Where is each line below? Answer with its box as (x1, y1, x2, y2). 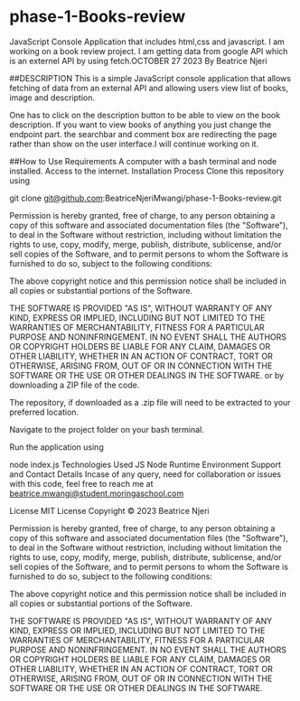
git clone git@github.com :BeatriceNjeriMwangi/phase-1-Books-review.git (9, 192, 282, 203)
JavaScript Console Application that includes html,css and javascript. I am (9, 36, 285, 47)
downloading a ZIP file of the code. (9, 379, 140, 390)
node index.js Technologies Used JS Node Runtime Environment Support (9, 459, 282, 470)
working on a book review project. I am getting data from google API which (9, 45, 288, 56)
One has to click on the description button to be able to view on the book (9, 109, 281, 120)
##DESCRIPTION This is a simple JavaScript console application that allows (9, 72, 292, 83)
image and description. (9, 92, 96, 103)
